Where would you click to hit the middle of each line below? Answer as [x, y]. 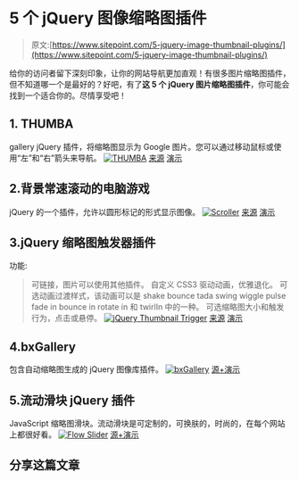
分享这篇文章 [45, 465]
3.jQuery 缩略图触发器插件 [83, 242]
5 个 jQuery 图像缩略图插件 [108, 18]
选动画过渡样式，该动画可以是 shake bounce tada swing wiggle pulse [158, 296]
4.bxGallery [42, 347]
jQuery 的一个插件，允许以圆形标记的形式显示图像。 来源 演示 [142, 211]
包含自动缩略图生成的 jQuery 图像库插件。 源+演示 [125, 369]
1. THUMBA [42, 124]
